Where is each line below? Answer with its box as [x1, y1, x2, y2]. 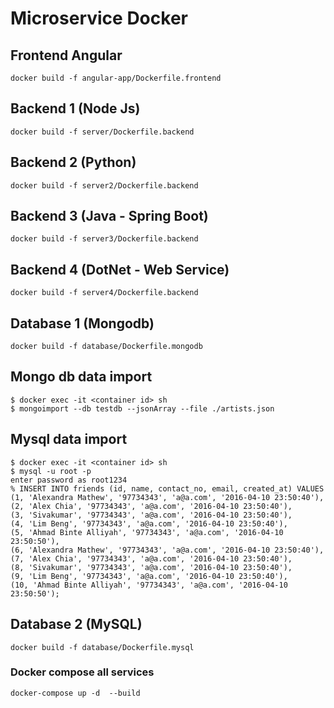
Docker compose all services [10, 665, 155, 679]
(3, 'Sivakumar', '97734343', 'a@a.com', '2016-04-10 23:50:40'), [10, 510, 293, 520]
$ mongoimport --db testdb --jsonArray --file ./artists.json [10, 403, 275, 414]
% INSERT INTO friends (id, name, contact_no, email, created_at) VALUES [10, 483, 325, 494]
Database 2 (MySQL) [10, 616, 143, 633]
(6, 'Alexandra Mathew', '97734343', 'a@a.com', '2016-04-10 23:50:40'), [10, 545, 325, 555]
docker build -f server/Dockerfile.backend [10, 127, 195, 137]
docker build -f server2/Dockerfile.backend [10, 180, 199, 191]
